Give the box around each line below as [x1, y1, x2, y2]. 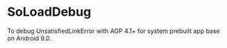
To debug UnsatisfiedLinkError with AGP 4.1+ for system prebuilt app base [7, 27, 221, 35]
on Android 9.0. [7, 34, 52, 42]
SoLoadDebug [7, 4, 92, 20]
